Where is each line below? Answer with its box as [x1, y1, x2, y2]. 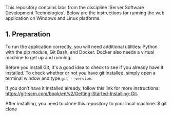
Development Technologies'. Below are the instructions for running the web [5, 10, 165, 16]
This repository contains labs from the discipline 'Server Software [5, 5, 144, 10]
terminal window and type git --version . [5, 75, 93, 81]
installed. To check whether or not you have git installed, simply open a [5, 69, 156, 76]
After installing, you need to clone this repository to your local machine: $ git [5, 100, 167, 106]
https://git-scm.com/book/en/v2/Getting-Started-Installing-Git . [5, 90, 139, 97]
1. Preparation [5, 30, 50, 39]
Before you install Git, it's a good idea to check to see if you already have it [5, 64, 164, 71]
